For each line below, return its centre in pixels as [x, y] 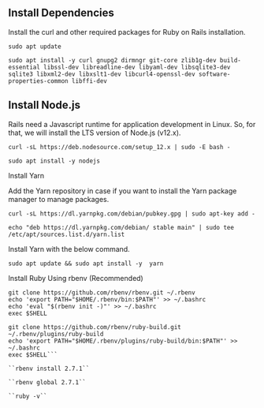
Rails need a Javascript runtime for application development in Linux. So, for [132, 124]
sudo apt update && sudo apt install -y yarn [86, 264]
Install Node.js [45, 105]
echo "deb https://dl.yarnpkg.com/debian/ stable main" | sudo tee [121, 227]
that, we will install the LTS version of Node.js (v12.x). [95, 133]
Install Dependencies [61, 13]
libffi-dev [89, 81]
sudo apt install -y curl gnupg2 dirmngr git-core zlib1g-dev [112, 60]
